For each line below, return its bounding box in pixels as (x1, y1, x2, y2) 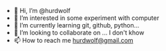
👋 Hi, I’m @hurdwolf (13, 7, 71, 14)
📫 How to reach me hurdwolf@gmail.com (13, 37, 133, 44)
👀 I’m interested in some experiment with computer (13, 14, 160, 22)
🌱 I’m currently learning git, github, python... (13, 21, 140, 29)
